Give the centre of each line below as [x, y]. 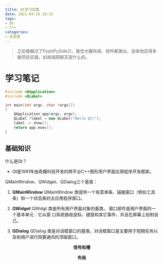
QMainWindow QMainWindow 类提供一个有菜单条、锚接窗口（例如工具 [84, 192]
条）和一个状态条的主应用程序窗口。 [48, 198]
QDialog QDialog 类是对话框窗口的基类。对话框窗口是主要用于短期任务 [83, 231]
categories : [17, 32]
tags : [10, 18]
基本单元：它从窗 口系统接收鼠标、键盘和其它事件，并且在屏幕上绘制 [85, 215]
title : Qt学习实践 [22, 9]
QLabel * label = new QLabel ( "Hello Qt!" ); [57, 119]
